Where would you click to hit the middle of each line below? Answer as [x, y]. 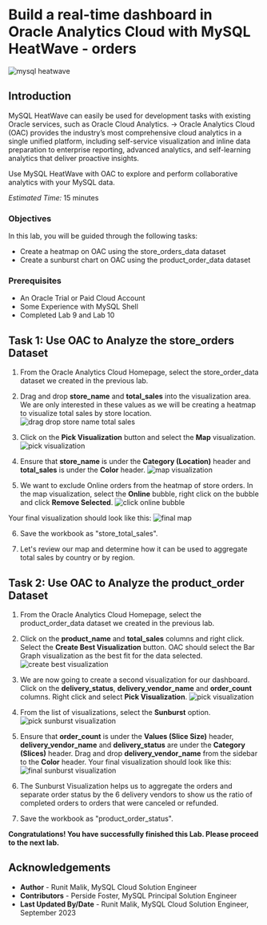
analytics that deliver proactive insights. [74, 158]
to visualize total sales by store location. [86, 414]
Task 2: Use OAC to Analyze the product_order [126, 583]
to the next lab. [34, 842]
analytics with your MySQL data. [62, 182]
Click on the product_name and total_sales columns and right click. [132, 638]
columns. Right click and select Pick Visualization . [104, 697]
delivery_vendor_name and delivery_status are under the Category [132, 745]
